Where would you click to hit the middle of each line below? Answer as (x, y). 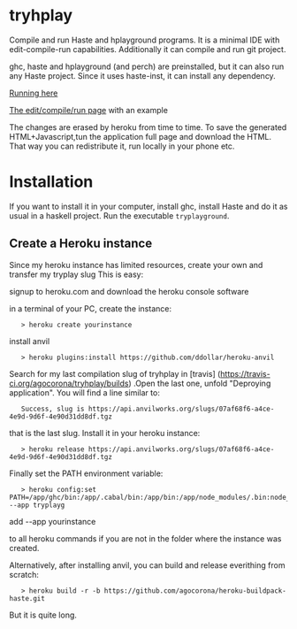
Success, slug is (53, 409)
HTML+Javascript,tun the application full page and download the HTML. (141, 136)
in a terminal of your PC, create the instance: (91, 308)
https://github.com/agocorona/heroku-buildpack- (195, 591)
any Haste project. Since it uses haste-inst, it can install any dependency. (142, 75)
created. (24, 548)
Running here (34, 93)
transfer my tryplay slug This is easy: (76, 274)
